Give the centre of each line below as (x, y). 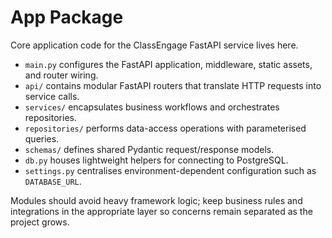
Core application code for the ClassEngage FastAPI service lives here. (154, 45)
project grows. (40, 222)
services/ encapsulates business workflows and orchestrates (152, 107)
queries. (42, 138)
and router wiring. (61, 75)
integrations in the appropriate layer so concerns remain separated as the (161, 211)
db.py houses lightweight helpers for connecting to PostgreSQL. (156, 160)
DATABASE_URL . (53, 181)
